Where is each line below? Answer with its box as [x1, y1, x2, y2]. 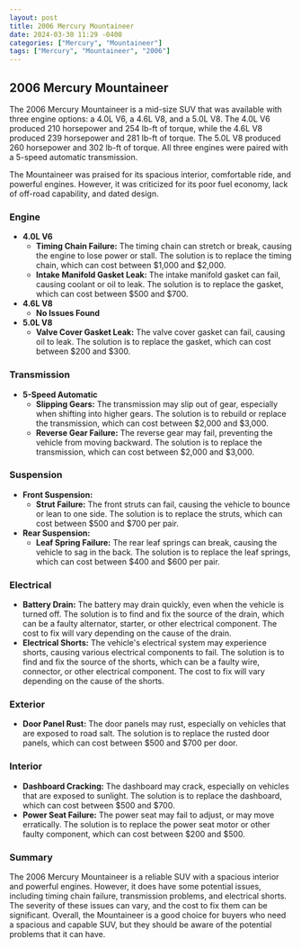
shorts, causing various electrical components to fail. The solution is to [22, 647, 285, 658]
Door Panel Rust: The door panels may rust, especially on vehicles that [22, 718, 287, 729]
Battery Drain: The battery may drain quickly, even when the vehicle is [22, 600, 285, 610]
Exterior [9, 699, 46, 711]
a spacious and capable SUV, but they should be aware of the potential [9, 919, 272, 930]
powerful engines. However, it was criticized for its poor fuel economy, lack [9, 178, 288, 189]
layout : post [9, 13, 58, 23]
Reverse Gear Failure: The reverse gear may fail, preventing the [35, 427, 273, 438]
